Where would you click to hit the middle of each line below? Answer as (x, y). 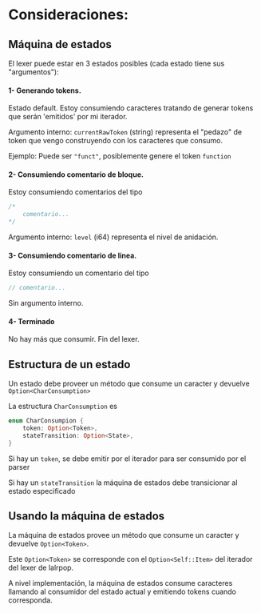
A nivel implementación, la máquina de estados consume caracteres (121, 583)
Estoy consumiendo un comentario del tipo (79, 273)
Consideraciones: (69, 15)
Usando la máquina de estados (87, 517)
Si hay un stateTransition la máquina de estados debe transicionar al (123, 483)
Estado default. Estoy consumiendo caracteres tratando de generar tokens (131, 108)
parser (19, 467)
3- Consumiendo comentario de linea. (73, 255)
